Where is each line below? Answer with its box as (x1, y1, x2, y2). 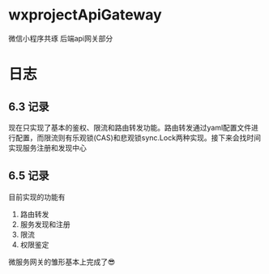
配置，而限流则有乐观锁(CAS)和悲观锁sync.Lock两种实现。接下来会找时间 (15, 132, 262, 143)
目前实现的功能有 (8, 192, 66, 202)
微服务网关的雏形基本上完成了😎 (8, 257, 116, 267)
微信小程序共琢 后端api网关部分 (8, 33, 113, 43)
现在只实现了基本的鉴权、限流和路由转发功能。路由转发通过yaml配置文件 (8, 122, 252, 132)
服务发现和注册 (19, 219, 70, 229)
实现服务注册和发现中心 (8, 143, 87, 152)
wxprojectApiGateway (8, 6, 162, 24)
